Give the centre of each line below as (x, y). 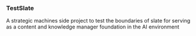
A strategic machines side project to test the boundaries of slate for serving (98, 21)
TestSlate (20, 8)
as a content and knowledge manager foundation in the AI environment (93, 27)
